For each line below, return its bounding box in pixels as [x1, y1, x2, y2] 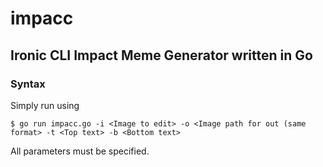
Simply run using [10, 99, 80, 111]
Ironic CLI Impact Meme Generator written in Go [10, 47, 313, 64]
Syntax [10, 77, 46, 91]
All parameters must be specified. [10, 145, 150, 157]
